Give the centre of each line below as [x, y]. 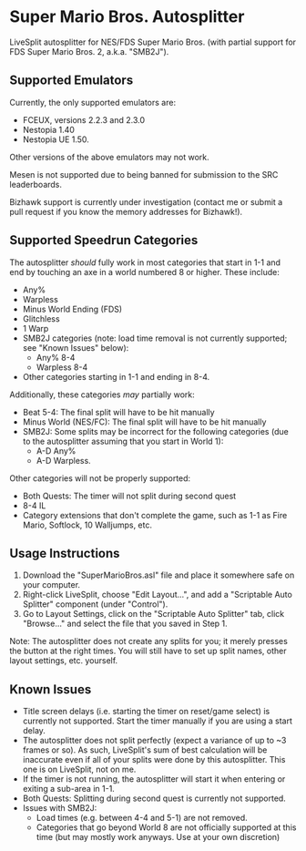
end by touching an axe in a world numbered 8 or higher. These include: [144, 272]
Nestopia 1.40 [49, 129]
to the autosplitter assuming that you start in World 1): [123, 441]
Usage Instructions [65, 553]
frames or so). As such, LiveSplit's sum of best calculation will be [145, 750]
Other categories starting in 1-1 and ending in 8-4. [116, 376]
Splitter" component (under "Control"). [95, 604]
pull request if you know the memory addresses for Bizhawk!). [126, 211]
